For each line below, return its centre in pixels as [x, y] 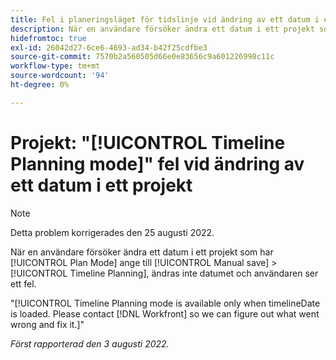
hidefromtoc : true [48, 38]
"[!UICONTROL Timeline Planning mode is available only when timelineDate [165, 303]
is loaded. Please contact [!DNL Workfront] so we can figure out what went [165, 313]
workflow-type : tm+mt [55, 66]
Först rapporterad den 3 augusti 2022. [90, 343]
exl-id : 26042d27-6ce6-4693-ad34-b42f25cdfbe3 [109, 47]
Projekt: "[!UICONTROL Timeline [148, 142]
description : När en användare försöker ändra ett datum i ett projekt [162, 29]
